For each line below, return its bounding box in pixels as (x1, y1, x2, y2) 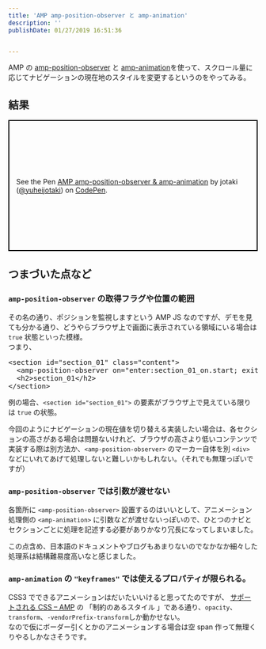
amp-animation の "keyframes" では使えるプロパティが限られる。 (8, 573, 251, 584)
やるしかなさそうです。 (14, 632, 91, 642)
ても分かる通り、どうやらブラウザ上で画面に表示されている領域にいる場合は (8, 322, 257, 332)
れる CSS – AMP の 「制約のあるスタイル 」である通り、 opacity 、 (21, 602, 237, 612)
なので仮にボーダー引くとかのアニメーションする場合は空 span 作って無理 (8, 622, 249, 632)
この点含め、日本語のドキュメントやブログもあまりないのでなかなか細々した (8, 541, 258, 551)
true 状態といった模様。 (8, 332, 87, 341)
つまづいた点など (8, 267, 92, 281)
